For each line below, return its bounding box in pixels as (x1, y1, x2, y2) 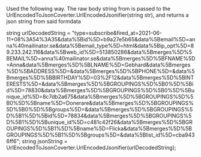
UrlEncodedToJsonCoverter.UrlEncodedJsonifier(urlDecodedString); (6, 144, 176, 151)
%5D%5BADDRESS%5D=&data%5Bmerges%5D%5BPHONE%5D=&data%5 (6, 68, 195, 74)
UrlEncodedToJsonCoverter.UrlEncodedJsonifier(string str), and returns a (6, 11, 189, 19)
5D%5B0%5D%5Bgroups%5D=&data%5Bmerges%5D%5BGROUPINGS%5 (6, 106, 193, 113)
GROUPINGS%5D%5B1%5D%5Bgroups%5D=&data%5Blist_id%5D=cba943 (6, 131, 195, 138)
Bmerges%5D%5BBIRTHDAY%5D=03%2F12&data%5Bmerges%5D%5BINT (6, 74, 194, 81)
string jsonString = (22, 138, 68, 144)
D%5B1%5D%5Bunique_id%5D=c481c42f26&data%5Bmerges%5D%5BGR (6, 119, 193, 125)
